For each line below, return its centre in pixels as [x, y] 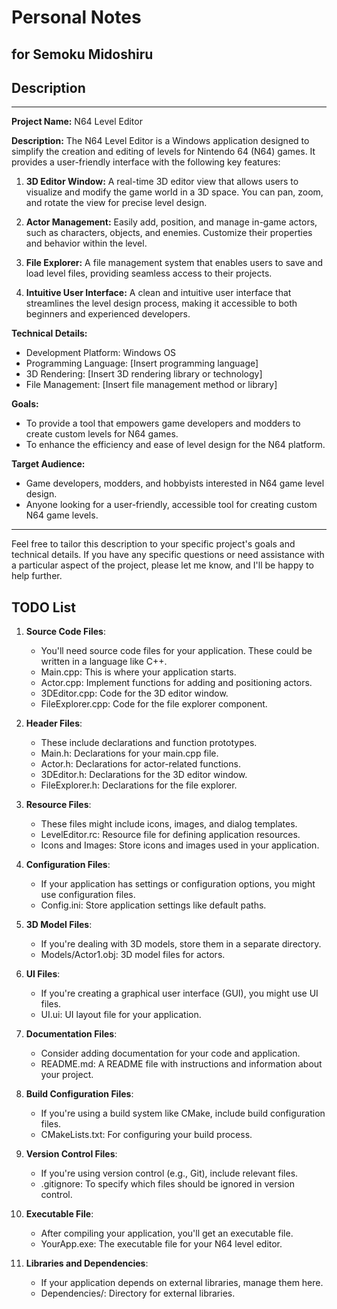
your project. [67, 1075]
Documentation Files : [71, 1034]
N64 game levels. [62, 515]
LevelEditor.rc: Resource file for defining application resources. [170, 835]
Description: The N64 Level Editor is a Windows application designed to [160, 141]
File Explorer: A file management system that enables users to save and [174, 263]
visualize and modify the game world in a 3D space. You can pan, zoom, [174, 192]
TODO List [43, 607]
